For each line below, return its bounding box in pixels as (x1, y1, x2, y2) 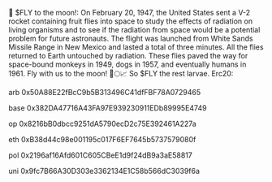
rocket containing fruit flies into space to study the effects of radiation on (8, 16, 253, 26)
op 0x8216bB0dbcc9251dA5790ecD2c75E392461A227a (8, 119, 196, 128)
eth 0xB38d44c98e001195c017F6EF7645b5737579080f (8, 135, 196, 144)
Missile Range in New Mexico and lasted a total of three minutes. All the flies (8, 42, 264, 52)
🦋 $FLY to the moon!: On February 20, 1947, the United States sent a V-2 (8, 8, 251, 17)
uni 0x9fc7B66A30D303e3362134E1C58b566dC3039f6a (8, 167, 201, 175)
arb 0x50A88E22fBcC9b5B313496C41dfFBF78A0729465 (8, 88, 201, 97)
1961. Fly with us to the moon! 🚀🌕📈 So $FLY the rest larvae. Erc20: (8, 69, 234, 78)
